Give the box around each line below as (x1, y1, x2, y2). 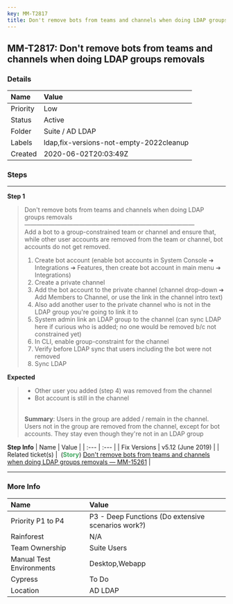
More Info (7, 482, 41, 491)
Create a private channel (34, 278, 105, 287)
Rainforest (10, 532, 44, 541)
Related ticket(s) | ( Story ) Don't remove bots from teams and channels (7, 450, 210, 459)
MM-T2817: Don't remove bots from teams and (7, 42, 213, 54)
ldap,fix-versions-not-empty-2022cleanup (44, 138, 189, 148)
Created (10, 149, 37, 159)
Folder (10, 127, 32, 136)
